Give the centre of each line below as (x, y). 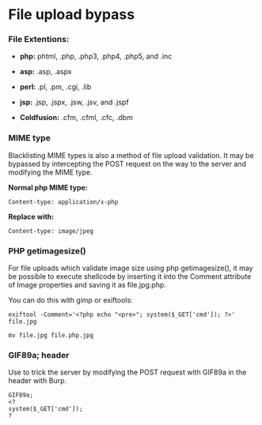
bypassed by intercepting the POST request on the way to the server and (127, 164)
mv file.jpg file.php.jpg (51, 336)
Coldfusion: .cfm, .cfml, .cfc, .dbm (76, 118)
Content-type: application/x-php (63, 202)
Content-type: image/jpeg (51, 231)
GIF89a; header (39, 355)
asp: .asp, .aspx (46, 72)
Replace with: (31, 216)
